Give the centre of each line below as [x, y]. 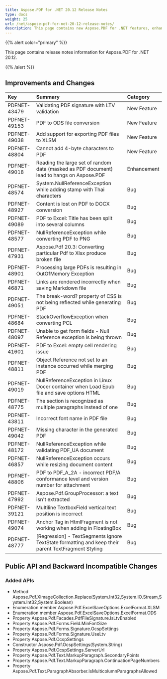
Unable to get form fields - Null [73, 331]
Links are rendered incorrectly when [78, 281]
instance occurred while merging [75, 366]
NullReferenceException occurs [73, 458]
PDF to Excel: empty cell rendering [76, 345]
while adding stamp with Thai [70, 189]
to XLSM [46, 140]
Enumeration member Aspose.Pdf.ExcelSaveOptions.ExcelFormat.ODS [84, 613]
